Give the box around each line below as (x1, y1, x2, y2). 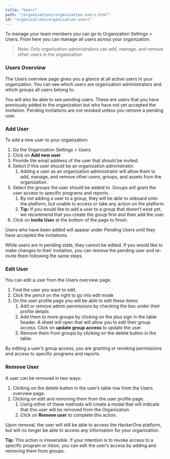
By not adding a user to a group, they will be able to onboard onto (20, 195, 158, 201)
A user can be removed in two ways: (5, 375, 82, 381)
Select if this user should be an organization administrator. (12, 163, 134, 169)
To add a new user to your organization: (5, 137, 89, 143)
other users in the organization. (17, 51, 84, 57)
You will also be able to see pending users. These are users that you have (5, 96, 159, 102)
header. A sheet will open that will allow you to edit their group (20, 319, 151, 325)
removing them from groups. (5, 448, 65, 454)
